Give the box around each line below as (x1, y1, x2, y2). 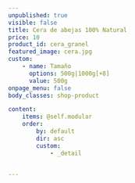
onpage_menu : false (8, 84, 72, 92)
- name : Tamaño (22, 63, 72, 70)
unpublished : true (8, 11, 68, 20)
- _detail (49, 149, 82, 157)
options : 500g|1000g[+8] (28, 70, 110, 77)
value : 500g (28, 77, 68, 84)
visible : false (8, 19, 58, 27)
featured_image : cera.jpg (8, 48, 92, 56)
